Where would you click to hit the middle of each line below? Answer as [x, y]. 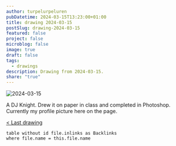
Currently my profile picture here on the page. [62, 111]
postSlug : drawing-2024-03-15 [43, 28]
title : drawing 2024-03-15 [39, 22]
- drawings [25, 66]
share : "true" [24, 77]
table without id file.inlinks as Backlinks [62, 133]
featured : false [26, 33]
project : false [25, 39]
